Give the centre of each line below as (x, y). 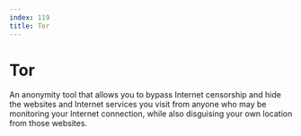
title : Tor (30, 26)
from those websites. (49, 123)
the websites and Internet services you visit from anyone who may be (138, 105)
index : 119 (30, 17)
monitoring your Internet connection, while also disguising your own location (151, 114)
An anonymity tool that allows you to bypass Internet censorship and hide (145, 95)
